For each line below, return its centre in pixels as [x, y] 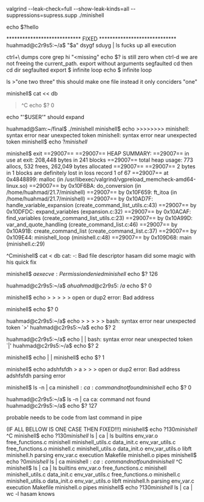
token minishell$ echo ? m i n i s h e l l [47, 142]
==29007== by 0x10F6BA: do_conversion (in [85, 186]
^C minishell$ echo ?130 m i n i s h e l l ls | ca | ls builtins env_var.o [82, 436]
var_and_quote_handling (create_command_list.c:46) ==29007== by [92, 225]
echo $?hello [22, 27]
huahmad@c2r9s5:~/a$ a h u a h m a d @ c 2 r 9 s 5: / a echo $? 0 [79, 286]
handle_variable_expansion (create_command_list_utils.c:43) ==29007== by [101, 205]
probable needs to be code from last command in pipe [74, 418]
